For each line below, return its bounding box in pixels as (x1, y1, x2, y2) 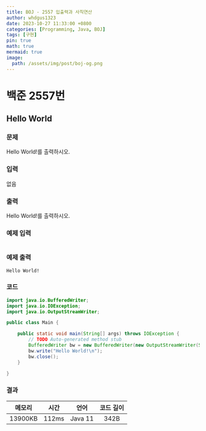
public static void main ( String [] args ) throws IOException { (17, 331, 180, 337)
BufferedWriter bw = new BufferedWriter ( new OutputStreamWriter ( (28, 342, 199, 349)
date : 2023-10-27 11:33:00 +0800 (6, 20, 92, 26)
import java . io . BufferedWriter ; (6, 297, 89, 303)
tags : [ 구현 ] (6, 32, 37, 38)
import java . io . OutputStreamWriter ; (6, 308, 100, 315)
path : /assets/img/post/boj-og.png (12, 60, 103, 66)
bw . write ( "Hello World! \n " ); (28, 348, 103, 354)
